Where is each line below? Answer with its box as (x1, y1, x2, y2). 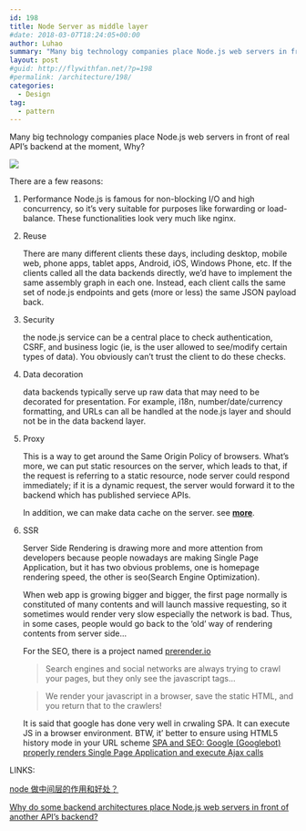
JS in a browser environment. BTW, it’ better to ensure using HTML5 (22, 728, 279, 739)
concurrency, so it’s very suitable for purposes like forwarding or (22, 203, 266, 214)
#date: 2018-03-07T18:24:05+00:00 (9, 30, 141, 39)
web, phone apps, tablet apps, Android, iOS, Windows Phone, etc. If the (22, 258, 292, 269)
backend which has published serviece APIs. (22, 489, 191, 501)
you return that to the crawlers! (45, 701, 162, 712)
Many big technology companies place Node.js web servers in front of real (9, 131, 290, 142)
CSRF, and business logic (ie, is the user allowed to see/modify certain (22, 342, 288, 353)
